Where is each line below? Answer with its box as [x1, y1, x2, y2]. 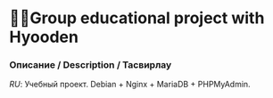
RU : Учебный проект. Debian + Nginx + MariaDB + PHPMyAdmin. [9, 79, 252, 90]
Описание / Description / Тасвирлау [9, 59, 172, 71]
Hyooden [9, 27, 79, 47]
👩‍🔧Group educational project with [9, 8, 265, 29]
